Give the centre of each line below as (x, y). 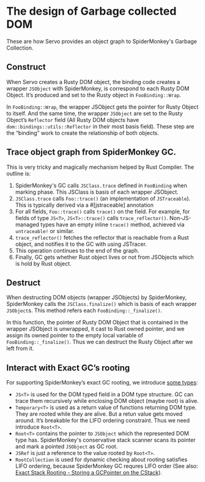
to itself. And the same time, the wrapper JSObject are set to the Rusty (95, 113)
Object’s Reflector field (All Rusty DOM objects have (73, 120)
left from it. (20, 348)
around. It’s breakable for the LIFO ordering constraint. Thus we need (102, 421)
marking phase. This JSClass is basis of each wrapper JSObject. (97, 192)
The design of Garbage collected (91, 11)
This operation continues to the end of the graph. (77, 250)
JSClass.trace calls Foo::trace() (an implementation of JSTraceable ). (103, 198)
